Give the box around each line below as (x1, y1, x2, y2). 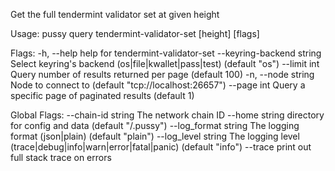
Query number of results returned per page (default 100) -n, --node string (10, 69, 315, 80)
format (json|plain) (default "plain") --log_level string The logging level (10, 130, 300, 142)
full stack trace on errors (10, 152, 112, 163)
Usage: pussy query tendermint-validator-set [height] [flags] (10, 28, 260, 39)
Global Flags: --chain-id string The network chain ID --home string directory (10, 109, 325, 121)
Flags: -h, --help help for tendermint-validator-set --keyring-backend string (10, 47, 322, 59)
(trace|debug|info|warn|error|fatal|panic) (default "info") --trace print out (10, 141, 312, 153)
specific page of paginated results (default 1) (10, 90, 195, 101)
